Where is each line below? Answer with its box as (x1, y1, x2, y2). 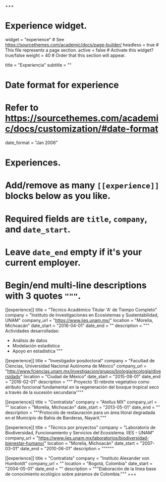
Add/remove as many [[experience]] (5, 180, 160, 191)
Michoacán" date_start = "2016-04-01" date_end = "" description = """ (5, 322, 150, 328)
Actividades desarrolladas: (5, 327, 59, 333)
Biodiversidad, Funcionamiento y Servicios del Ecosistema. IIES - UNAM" (5, 429, 155, 435)
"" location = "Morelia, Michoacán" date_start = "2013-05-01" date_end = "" (5, 404, 160, 410)
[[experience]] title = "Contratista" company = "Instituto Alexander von (5, 455, 150, 461)
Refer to (5, 102, 39, 113)
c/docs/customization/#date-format (5, 123, 159, 135)
